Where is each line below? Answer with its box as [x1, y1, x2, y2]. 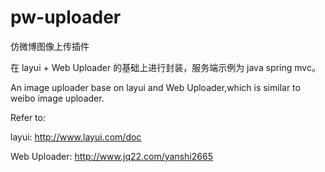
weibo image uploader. [10, 92, 105, 104]
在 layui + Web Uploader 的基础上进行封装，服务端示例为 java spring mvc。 [10, 61, 321, 73]
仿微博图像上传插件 [10, 40, 90, 52]
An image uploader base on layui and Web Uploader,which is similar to [10, 81, 301, 93]
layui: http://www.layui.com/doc [10, 131, 142, 143]
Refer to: [10, 111, 46, 123]
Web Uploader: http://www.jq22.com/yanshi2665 [10, 150, 213, 162]
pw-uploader [10, 6, 122, 29]
